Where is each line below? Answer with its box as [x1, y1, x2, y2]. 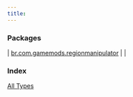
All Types [7, 82, 34, 90]
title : [7, 10, 26, 17]
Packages [7, 33, 42, 42]
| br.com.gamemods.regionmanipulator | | [7, 48, 127, 57]
